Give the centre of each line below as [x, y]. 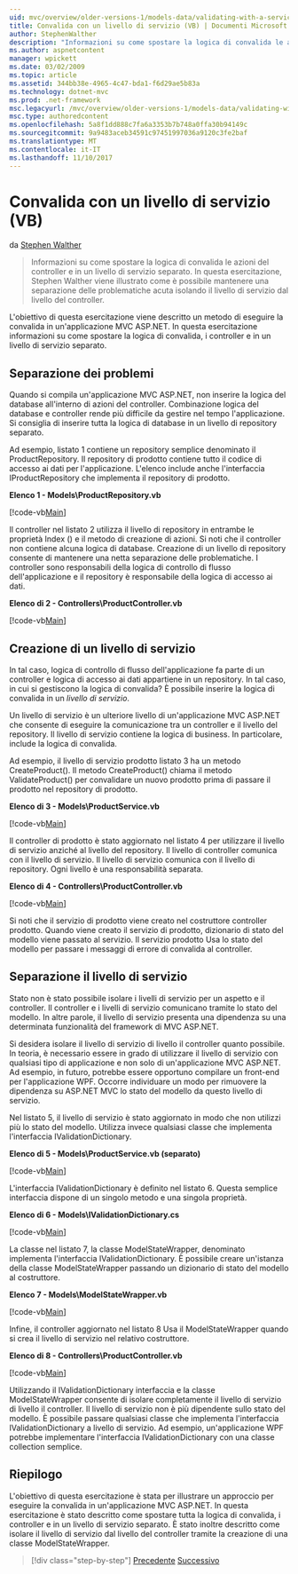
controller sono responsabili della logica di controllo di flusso [120, 567]
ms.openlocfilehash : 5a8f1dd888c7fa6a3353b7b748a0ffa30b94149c [129, 125]
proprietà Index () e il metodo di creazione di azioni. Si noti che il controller [145, 539]
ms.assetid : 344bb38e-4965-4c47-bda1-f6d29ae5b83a [105, 83]
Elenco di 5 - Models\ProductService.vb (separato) [105, 1153]
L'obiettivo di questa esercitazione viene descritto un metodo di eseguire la [146, 317]
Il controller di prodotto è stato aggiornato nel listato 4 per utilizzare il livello [147, 841]
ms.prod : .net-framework [55, 100]
